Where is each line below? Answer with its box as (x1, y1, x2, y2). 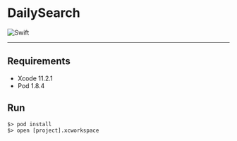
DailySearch (7, 5, 80, 21)
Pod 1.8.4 (17, 81, 45, 90)
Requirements (7, 55, 71, 68)
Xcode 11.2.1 (17, 74, 53, 82)
